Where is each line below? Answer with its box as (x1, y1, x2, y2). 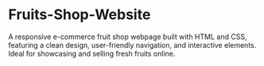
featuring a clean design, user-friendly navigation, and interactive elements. (8, 40, 257, 49)
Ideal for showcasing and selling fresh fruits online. (8, 49, 176, 58)
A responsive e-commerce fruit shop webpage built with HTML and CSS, (8, 32, 247, 41)
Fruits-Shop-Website (8, 6, 151, 24)
